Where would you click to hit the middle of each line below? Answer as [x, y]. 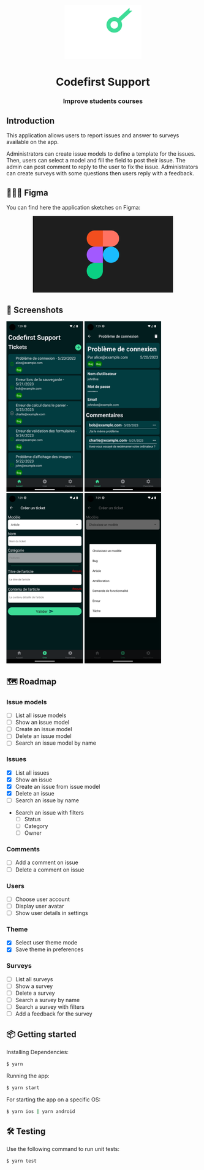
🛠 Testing [26, 1131]
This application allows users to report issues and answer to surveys [93, 135]
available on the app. [33, 142]
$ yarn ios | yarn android [41, 1111]
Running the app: [28, 1076]
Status [32, 819]
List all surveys [34, 979]
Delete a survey [35, 993]
